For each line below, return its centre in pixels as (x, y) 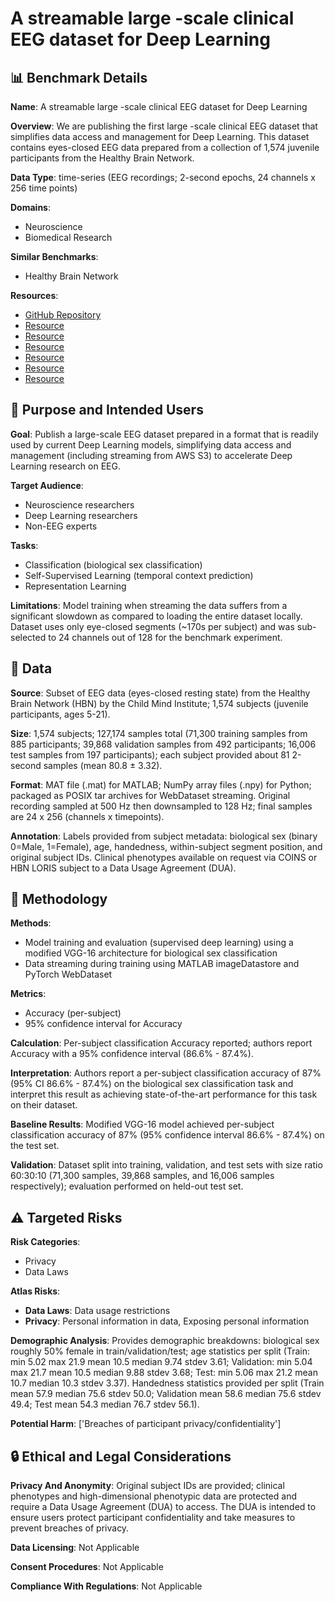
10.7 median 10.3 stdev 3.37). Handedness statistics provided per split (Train (167, 1383)
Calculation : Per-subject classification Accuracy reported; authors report (161, 1043)
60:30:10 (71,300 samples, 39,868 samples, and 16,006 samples (142, 1176)
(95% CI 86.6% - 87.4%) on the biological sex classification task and (152, 1084)
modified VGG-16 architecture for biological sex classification (151, 953)
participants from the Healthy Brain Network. (102, 158)
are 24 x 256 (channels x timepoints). (87, 816)
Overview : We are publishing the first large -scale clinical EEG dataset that (164, 126)
